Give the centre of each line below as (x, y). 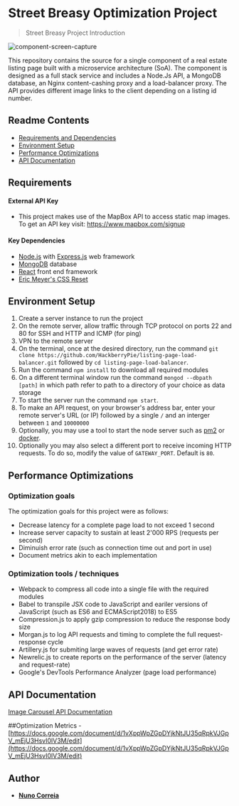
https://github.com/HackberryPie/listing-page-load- (117, 356)
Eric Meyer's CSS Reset (53, 279)
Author (24, 778)
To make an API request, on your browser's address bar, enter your (117, 408)
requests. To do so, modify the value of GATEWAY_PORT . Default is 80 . (117, 453)
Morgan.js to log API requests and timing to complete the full (107, 635)
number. (20, 98)
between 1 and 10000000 (54, 423)
